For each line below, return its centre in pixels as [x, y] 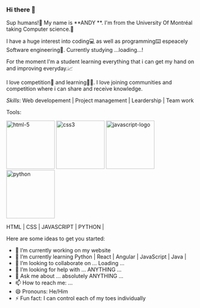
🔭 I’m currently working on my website [63, 251]
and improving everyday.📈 [40, 68]
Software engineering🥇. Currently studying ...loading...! [75, 50]
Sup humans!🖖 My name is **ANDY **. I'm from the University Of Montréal [99, 23]
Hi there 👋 [21, 10]
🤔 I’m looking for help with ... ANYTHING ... [68, 270]
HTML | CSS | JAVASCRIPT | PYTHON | [55, 227]
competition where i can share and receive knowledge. [75, 89]
